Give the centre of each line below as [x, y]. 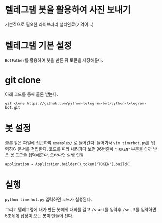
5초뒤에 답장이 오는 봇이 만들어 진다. [39, 215]
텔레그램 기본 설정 [38, 46]
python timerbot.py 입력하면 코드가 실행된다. [49, 199]
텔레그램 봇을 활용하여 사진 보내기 [68, 10]
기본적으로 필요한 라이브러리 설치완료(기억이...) [49, 24]
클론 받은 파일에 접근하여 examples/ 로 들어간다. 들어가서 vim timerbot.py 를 [78, 143]
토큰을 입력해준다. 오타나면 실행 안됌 [49, 155]
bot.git [13, 107]
